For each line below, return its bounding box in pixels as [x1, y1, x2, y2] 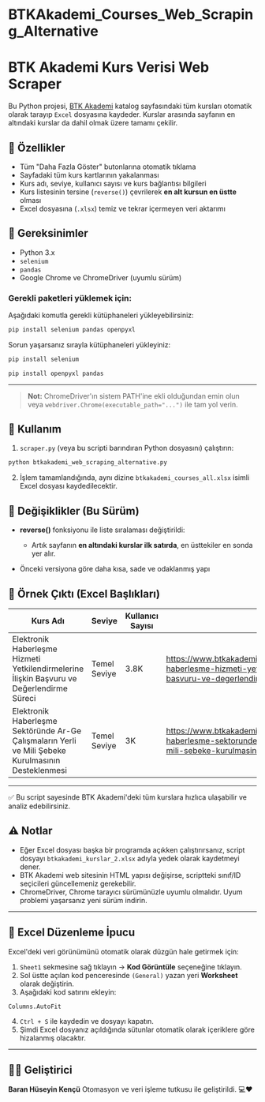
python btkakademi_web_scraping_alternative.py [8, 459, 168, 467]
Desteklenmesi [12, 764, 67, 775]
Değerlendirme [12, 683, 69, 694]
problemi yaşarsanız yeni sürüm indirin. [19, 895, 147, 905]
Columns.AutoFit [8, 1003, 62, 1010]
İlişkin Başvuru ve [12, 673, 77, 684]
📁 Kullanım [8, 422, 62, 436]
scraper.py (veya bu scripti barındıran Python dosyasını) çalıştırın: [19, 444, 234, 453]
